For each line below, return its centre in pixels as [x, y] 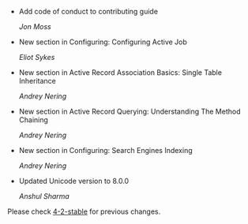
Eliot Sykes [37, 57]
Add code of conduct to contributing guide [88, 11]
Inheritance [38, 81]
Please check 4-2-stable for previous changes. [84, 211]
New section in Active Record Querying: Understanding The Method [130, 111]
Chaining [34, 120]
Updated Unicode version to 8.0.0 [74, 181]
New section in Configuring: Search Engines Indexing [105, 150]
